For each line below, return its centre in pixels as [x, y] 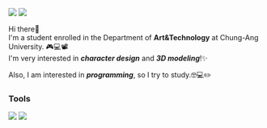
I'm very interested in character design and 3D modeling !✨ [108, 58]
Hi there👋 [24, 29]
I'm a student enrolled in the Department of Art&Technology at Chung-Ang [133, 37]
